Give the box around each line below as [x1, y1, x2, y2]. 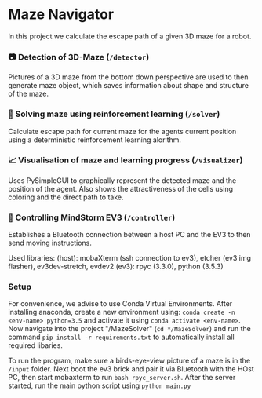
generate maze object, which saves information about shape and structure [8, 81, 249, 90]
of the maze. [8, 89, 49, 99]
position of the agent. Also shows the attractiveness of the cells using [8, 184, 234, 193]
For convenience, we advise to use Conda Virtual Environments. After [8, 299, 233, 309]
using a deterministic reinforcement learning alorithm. [8, 135, 182, 144]
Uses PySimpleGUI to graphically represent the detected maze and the [8, 175, 237, 185]
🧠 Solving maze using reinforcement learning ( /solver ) [8, 108, 220, 119]
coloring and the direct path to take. [8, 192, 124, 202]
